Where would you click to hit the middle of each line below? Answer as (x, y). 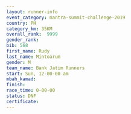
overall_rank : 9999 (32, 34)
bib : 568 (17, 46)
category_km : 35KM (29, 29)
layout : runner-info (32, 12)
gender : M (19, 62)
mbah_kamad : (21, 79)
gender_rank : (23, 40)
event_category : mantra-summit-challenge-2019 (66, 17)
